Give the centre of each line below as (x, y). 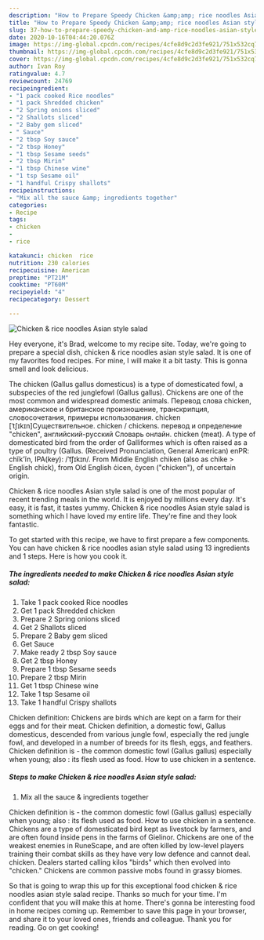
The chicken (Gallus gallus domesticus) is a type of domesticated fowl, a (126, 384)
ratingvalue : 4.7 (37, 74)
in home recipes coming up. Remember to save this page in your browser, (128, 910)
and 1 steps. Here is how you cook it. (68, 556)
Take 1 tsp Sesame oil (55, 694)
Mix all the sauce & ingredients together (85, 796)
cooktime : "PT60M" (39, 285)
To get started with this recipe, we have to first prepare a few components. (129, 539)
